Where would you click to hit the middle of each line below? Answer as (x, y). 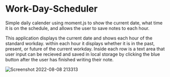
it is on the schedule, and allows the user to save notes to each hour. (77, 28)
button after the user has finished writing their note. (59, 59)
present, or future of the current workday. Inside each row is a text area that (85, 49)
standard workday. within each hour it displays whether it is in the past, (80, 43)
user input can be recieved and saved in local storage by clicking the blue (83, 54)
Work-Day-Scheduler (52, 9)
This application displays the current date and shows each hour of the (79, 38)
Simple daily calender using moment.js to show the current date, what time (84, 23)
